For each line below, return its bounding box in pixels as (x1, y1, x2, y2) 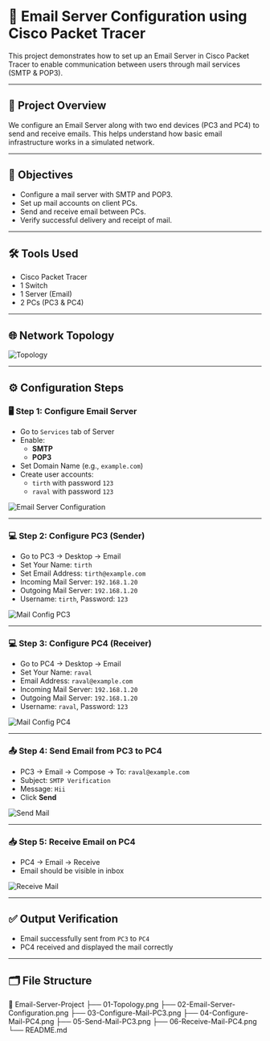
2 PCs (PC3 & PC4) (19, 297, 84, 308)
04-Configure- (199, 1008, 249, 1018)
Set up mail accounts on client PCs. (19, 198, 138, 207)
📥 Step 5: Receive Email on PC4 (8, 836, 136, 847)
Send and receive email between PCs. (19, 207, 146, 216)
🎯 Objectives (8, 168, 74, 182)
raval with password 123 (31, 486, 114, 496)
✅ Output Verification (8, 912, 119, 926)
